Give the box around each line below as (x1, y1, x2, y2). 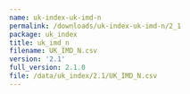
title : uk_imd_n (9, 38, 70, 47)
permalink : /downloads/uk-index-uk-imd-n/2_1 (9, 21, 181, 30)
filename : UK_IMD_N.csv (9, 47, 98, 56)
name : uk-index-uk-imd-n (9, 13, 102, 22)
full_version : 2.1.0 (9, 64, 87, 73)
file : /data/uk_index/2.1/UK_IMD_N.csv (9, 72, 158, 81)
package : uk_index (9, 30, 78, 38)
